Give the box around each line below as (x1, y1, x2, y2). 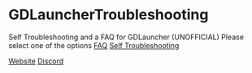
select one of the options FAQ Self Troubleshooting (8, 40, 180, 50)
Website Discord (8, 56, 64, 66)
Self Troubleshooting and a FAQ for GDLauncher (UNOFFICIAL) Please (8, 32, 244, 42)
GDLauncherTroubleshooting (8, 6, 209, 24)
